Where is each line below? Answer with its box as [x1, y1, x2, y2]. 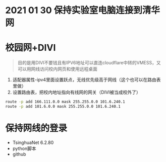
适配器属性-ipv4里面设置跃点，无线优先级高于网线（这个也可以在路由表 [12, 76, 161, 83]
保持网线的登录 [5, 123, 68, 134]
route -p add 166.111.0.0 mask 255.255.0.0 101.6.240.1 [5, 99, 125, 105]
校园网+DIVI [5, 42, 56, 53]
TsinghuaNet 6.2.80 [12, 139, 54, 145]
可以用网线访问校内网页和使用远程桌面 [17, 66, 97, 72]
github [12, 151, 26, 157]
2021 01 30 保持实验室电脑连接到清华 [5, 5, 160, 16]
